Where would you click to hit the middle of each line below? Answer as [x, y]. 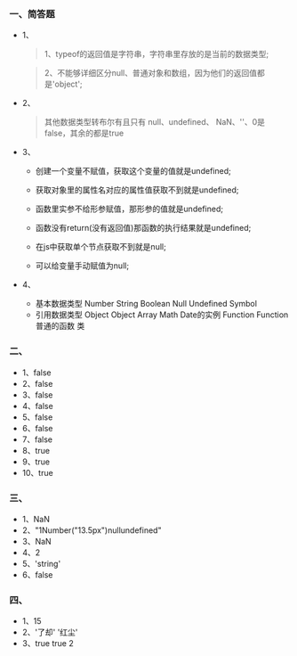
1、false [36, 373]
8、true [36, 450]
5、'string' [41, 563]
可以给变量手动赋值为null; [82, 266]
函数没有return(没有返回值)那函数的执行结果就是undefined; [143, 228]
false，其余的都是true [84, 133]
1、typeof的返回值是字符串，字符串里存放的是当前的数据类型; [157, 54]
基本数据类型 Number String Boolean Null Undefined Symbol [146, 304]
